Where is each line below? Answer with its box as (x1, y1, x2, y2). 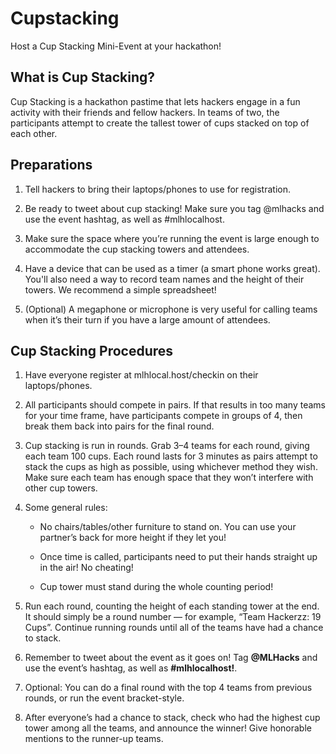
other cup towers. (24, 482, 98, 494)
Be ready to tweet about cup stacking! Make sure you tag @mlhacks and (24, 202, 325, 214)
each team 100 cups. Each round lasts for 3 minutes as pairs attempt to (24, 450, 318, 462)
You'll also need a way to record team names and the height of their (24, 273, 305, 285)
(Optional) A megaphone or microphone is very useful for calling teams (24, 303, 318, 315)
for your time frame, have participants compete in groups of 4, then (24, 410, 303, 422)
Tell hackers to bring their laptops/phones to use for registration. (24, 183, 291, 195)
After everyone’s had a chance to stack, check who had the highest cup (24, 712, 321, 724)
